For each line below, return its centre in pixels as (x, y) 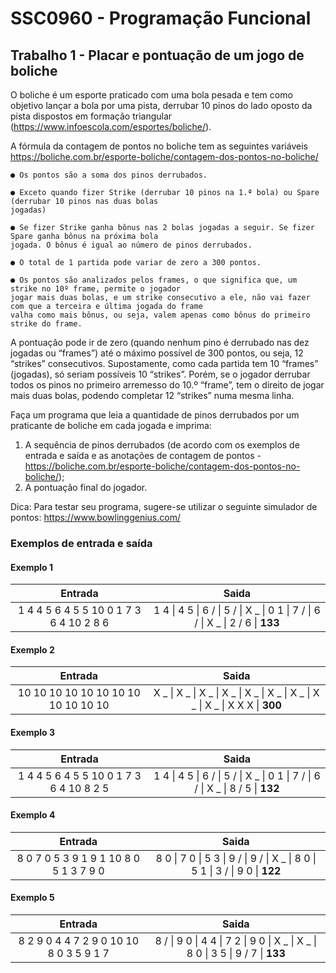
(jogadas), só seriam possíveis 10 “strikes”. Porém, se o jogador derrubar (160, 374)
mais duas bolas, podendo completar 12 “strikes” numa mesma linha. (152, 395)
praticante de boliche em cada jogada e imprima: (111, 425)
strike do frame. (46, 324)
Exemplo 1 (32, 567)
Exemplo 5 (32, 898)
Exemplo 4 (33, 815)
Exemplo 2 (32, 649)
